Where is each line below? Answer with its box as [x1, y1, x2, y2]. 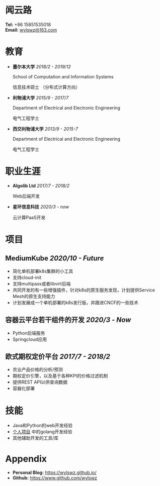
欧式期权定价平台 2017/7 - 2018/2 [5, 352, 111, 361]
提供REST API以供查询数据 [12, 379, 68, 385]
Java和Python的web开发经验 [12, 423, 73, 429]
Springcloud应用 [12, 336, 47, 342]
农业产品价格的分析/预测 [12, 366, 63, 372]
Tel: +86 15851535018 [5, 21, 51, 28]
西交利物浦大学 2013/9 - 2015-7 [12, 126, 78, 132]
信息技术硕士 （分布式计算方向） [12, 84, 81, 90]
